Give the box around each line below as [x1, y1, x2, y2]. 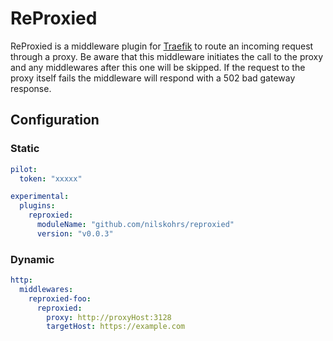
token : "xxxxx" [19, 173, 83, 184]
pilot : [10, 164, 38, 174]
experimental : [10, 192, 70, 202]
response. [10, 82, 52, 94]
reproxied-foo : [28, 293, 92, 304]
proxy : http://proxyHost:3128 [46, 312, 172, 322]
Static [10, 142, 40, 156]
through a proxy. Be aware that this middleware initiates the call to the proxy [10, 50, 324, 62]
